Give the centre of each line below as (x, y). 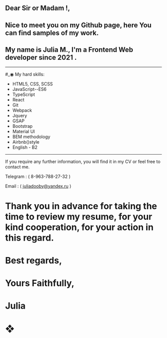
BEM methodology (31, 137)
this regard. (30, 238)
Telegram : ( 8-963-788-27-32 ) (38, 176)
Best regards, (34, 260)
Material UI (24, 131)
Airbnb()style (26, 142)
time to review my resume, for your (79, 216)
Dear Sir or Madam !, (38, 8)
